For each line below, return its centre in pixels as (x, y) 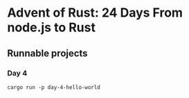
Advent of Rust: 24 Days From (95, 13)
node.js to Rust (51, 27)
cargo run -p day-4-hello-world (54, 87)
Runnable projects (47, 53)
